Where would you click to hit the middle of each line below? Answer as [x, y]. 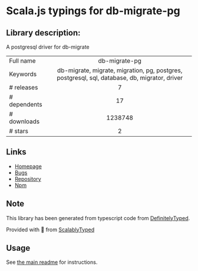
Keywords [23, 74]
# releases [24, 87]
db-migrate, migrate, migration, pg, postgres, [120, 70]
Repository [28, 179]
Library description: [43, 33]
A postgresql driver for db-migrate [48, 47]
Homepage [28, 166]
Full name [23, 61]
